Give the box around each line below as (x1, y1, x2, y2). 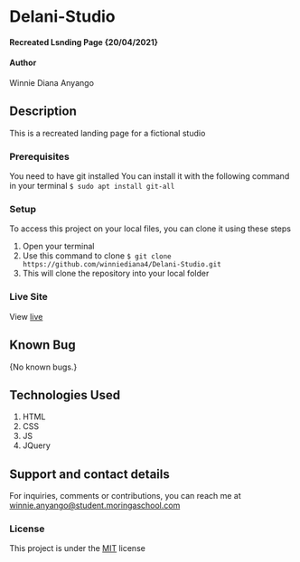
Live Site (9, 291, 48, 304)
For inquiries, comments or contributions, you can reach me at (9, 491, 241, 501)
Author (9, 57, 37, 69)
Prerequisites (9, 150, 70, 163)
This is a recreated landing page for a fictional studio (9, 127, 206, 138)
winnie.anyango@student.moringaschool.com (9, 500, 181, 511)
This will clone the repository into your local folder (22, 268, 210, 279)
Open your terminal (22, 241, 95, 252)
